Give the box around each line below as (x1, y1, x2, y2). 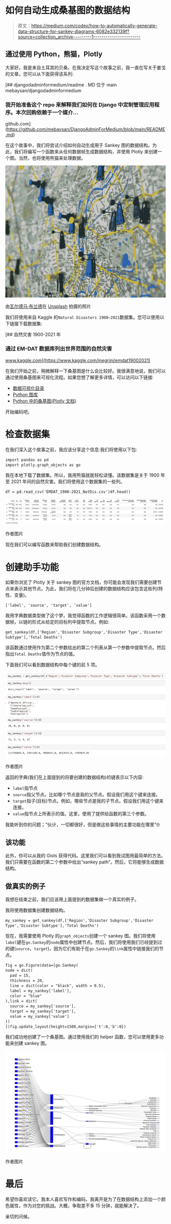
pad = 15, (10, 973, 31, 978)
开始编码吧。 (5, 409, 32, 415)
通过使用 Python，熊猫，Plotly (5, 50, 103, 59)
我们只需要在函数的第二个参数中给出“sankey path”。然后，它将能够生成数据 (5, 859, 164, 865)
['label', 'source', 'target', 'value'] (5, 603, 93, 608)
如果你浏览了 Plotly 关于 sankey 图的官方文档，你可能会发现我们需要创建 (5, 579, 158, 586)
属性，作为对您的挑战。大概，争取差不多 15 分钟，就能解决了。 (9, 1203, 141, 1209)
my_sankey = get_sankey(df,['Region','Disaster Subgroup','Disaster (5, 918, 154, 923)
